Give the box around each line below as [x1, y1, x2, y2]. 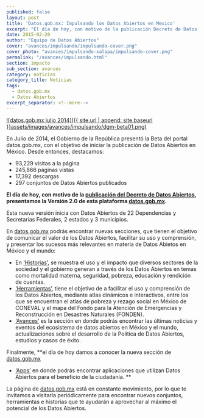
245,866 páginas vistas [15, 166, 74, 173]
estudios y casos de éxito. [15, 336, 81, 344]
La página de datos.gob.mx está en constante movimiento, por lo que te [6, 385, 187, 392]
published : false [6, 9, 51, 15]
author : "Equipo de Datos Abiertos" [6, 37, 99, 43]
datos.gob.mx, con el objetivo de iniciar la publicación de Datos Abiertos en [6, 141, 196, 148]
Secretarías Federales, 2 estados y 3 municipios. [6, 215, 129, 223]
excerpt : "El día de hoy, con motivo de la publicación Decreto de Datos [6, 26, 198, 32]
